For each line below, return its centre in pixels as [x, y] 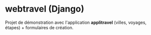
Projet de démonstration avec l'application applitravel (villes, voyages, [76, 22]
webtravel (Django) [45, 9]
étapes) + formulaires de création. [39, 27]
